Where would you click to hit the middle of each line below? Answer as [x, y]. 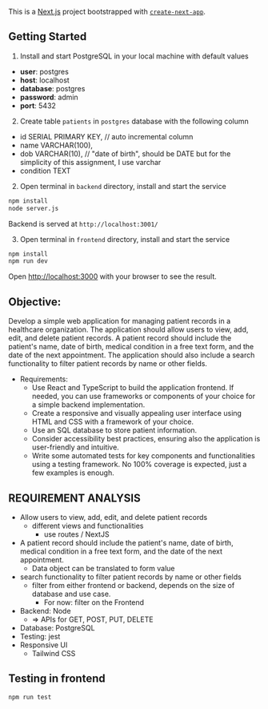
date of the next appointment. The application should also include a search [132, 355]
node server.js [34, 208]
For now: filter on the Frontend [94, 602]
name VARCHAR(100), [56, 145]
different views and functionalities [88, 526]
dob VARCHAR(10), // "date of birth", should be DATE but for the [125, 153]
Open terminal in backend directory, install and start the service [123, 186]
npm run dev [28, 261]
